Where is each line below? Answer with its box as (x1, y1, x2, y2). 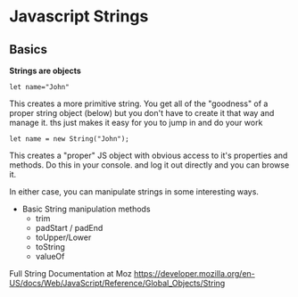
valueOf (35, 252, 65, 261)
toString (35, 242, 65, 252)
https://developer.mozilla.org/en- (133, 268, 256, 278)
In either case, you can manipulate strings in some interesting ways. (9, 186, 259, 197)
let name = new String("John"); (9, 135, 129, 144)
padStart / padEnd (35, 223, 103, 233)
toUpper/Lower (35, 232, 92, 243)
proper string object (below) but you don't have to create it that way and (9, 108, 275, 118)
